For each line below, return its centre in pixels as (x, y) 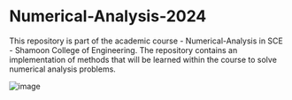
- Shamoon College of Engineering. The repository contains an (123, 50)
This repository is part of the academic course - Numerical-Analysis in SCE (146, 41)
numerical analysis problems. (63, 69)
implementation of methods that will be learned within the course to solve (143, 59)
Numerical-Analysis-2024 (108, 16)
